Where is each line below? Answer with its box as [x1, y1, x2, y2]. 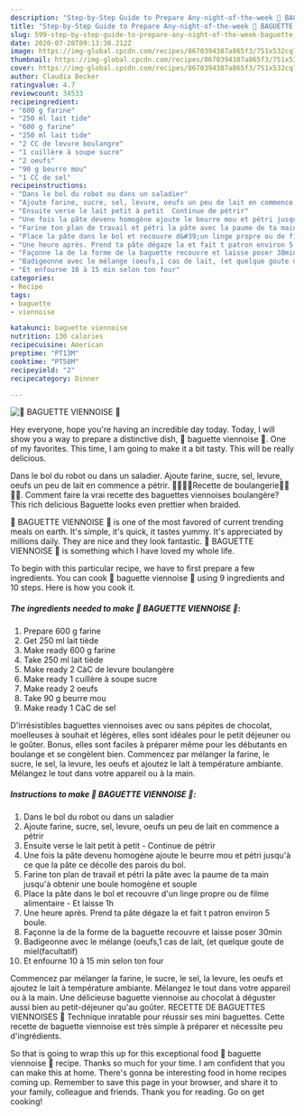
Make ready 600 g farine [23, 645, 116, 656]
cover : [10, 64, 35, 73]
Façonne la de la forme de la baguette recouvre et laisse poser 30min [23, 927, 282, 938]
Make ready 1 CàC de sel [23, 702, 116, 714]
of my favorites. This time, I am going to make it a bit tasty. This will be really [10, 444, 294, 455]
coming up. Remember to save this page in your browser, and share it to [10, 1077, 278, 1088]
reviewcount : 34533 [10, 89, 84, 98]
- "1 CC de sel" [10, 173, 71, 182]
